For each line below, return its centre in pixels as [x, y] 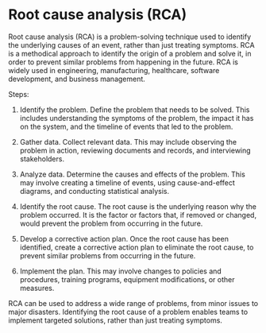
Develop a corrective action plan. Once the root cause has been [124, 238]
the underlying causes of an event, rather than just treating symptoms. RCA [132, 45]
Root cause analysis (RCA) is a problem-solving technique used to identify [130, 37]
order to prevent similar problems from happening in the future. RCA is [123, 62]
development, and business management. [77, 79]
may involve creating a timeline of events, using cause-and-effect [127, 182]
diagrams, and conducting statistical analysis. [94, 191]
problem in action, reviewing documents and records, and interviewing [135, 150]
